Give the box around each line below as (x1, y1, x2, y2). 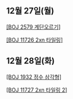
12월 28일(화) (6, 56, 55, 66)
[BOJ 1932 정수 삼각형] (6, 73, 62, 81)
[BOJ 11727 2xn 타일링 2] (6, 86, 68, 94)
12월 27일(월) (6, 5, 54, 16)
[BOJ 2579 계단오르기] (6, 23, 61, 31)
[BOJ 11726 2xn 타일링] (6, 36, 63, 43)
